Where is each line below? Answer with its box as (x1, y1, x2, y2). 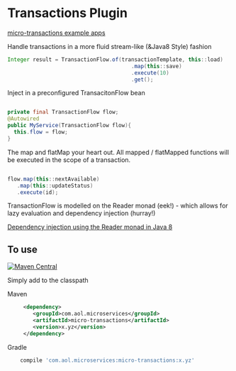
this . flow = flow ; (13, 129, 69, 136)
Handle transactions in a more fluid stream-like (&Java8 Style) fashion (7, 42, 212, 50)
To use (7, 243, 38, 255)
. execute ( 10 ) (130, 69, 170, 76)
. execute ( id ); (16, 188, 59, 196)
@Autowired (7, 115, 40, 122)
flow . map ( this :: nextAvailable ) (7, 176, 100, 183)
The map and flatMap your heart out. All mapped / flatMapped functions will (7, 148, 229, 156)
